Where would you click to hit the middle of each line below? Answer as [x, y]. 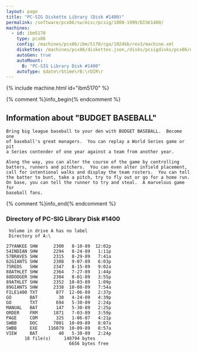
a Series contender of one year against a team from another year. [90, 152]
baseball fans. [25, 193]
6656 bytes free [89, 344]
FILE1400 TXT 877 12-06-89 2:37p [59, 293]
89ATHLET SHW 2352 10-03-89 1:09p [59, 282]
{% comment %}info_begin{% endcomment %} [64, 100]
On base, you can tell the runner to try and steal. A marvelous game [95, 183]
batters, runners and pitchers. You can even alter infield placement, [97, 168]
